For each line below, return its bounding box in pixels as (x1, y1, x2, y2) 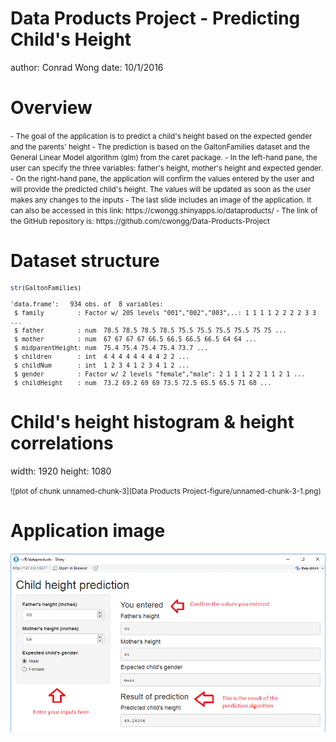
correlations (10, 432, 114, 455)
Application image (10, 519, 166, 542)
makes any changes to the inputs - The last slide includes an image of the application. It (10, 195, 312, 205)
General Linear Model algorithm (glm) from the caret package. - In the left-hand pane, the (10, 152, 318, 162)
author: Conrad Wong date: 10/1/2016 (10, 61, 164, 73)
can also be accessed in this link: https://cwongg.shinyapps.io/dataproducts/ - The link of (10, 205, 318, 216)
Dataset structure (10, 250, 160, 272)
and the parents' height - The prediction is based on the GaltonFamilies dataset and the (10, 142, 310, 152)
